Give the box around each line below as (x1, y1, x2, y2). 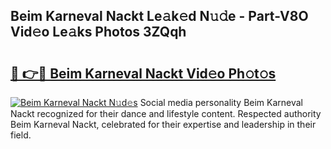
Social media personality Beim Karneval (139, 97, 304, 108)
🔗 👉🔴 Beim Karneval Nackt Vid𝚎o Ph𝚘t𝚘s (10, 65, 277, 82)
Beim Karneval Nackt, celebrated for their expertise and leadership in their (10, 119, 317, 130)
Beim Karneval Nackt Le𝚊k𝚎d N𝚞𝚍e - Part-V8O (10, 8, 309, 25)
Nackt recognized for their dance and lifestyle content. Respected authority (10, 108, 322, 119)
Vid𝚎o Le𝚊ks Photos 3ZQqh (10, 24, 187, 41)
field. (10, 129, 32, 141)
